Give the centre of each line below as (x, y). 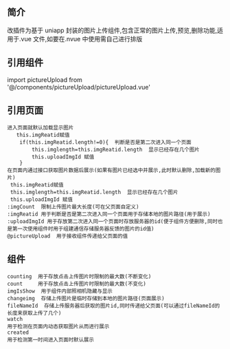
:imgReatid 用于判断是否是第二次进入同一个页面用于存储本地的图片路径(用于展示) (109, 214)
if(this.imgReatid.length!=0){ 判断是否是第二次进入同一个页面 (105, 142)
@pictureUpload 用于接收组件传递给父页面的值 (68, 236)
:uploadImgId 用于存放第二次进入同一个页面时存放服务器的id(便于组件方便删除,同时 (113, 222)
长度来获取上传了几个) (34, 313)
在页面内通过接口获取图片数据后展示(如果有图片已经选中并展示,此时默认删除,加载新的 (112, 171)
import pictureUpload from (45, 80)
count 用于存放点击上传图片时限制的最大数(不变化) (77, 284)
